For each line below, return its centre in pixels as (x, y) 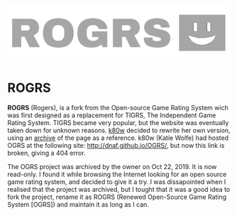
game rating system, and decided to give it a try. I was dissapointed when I (117, 182)
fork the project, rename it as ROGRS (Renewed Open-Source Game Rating (117, 197)
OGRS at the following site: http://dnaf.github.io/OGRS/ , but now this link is (116, 145)
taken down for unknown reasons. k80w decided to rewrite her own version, (119, 130)
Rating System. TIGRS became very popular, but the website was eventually (118, 122)
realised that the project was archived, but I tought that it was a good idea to (119, 189)
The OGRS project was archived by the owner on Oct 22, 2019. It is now (112, 166)
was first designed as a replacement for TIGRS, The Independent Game (112, 115)
